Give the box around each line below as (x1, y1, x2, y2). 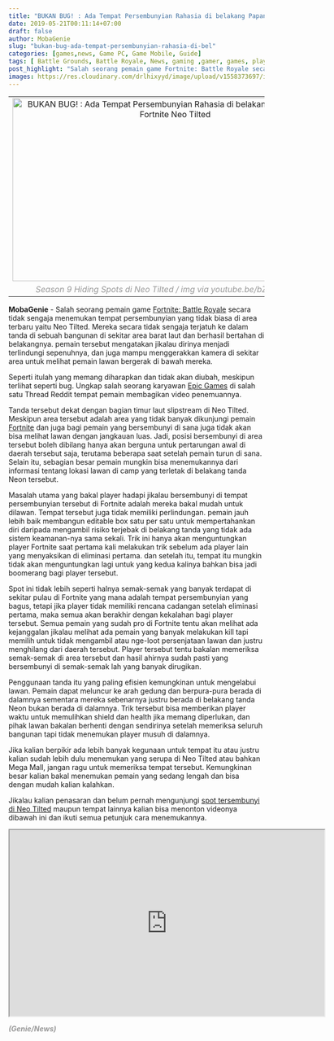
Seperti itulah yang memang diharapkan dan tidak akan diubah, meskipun (8, 372, 254, 382)
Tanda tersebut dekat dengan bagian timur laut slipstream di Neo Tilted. (8, 405, 249, 415)
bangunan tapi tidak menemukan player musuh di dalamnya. (8, 729, 210, 739)
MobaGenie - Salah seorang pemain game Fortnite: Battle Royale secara (8, 304, 252, 314)
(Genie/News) (8, 1023, 57, 1034)
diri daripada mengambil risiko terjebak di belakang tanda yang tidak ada (8, 524, 252, 534)
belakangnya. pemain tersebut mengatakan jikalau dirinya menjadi (8, 339, 230, 348)
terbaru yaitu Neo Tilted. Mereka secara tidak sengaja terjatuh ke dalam (8, 321, 249, 331)
